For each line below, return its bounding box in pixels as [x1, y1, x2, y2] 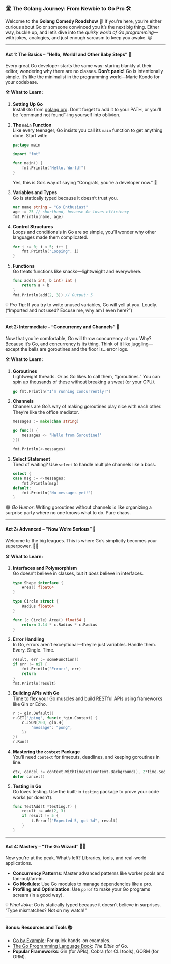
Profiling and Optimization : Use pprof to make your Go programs [12, 886, 150, 893]
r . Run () [12, 739, 29, 744]
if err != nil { [12, 662, 47, 667]
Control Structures [12, 223, 53, 229]
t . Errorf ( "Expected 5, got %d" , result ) [31, 818, 118, 824]
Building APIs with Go [12, 690, 60, 696]
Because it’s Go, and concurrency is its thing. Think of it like [5, 341, 131, 347]
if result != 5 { [22, 813, 59, 818]
